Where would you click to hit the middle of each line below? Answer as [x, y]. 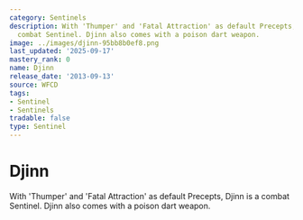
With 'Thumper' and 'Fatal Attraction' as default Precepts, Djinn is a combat [150, 196]
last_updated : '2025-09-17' [62, 51]
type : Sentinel [38, 127]
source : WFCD [34, 85]
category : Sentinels [48, 18]
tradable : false [40, 118]
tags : [19, 93]
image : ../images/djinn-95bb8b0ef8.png [84, 43]
